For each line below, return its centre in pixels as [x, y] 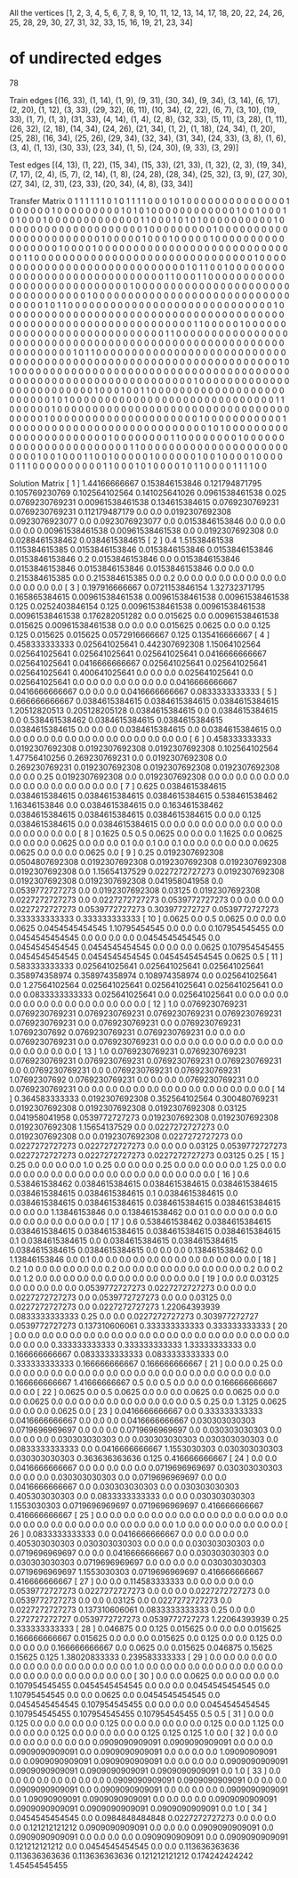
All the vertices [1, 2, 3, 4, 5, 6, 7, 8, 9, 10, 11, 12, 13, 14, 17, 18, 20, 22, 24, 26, [147, 13]
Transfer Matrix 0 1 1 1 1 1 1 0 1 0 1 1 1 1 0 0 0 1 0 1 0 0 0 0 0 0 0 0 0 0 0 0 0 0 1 [149, 200]
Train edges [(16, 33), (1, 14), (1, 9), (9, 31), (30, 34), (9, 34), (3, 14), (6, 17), [145, 100]
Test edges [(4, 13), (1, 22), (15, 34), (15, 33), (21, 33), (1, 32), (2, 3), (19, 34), [148, 165]
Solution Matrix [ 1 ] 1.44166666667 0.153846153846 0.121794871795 [136, 483]
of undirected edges [86, 58]
